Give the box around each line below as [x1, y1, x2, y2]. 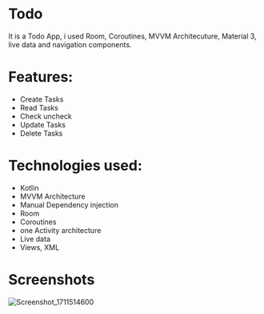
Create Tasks [19, 94, 64, 104]
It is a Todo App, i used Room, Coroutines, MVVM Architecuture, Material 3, [8, 31, 258, 41]
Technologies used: [8, 157, 142, 175]
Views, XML [19, 242, 60, 252]
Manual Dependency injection [19, 199, 118, 209]
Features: [8, 68, 74, 87]
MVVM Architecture [19, 191, 86, 201]
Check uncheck [19, 111, 72, 121]
